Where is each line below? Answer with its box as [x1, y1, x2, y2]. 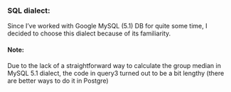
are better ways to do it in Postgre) [7, 76, 109, 85]
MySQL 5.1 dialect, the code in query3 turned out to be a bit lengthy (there [7, 69, 225, 77]
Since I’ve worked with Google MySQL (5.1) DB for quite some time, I [7, 22, 208, 30]
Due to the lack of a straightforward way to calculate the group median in [7, 61, 222, 69]
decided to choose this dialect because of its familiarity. [7, 29, 171, 38]
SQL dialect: [7, 6, 51, 16]
